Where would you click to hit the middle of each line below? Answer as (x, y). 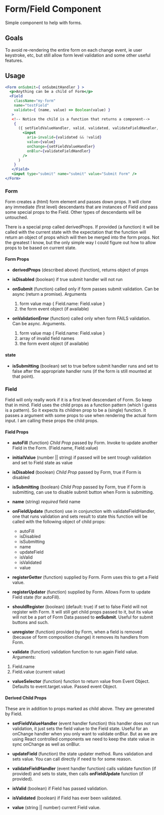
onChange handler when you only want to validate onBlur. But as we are (85, 734)
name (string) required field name (46, 502)
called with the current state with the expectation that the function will (76, 232)
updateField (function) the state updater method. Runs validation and (82, 754)
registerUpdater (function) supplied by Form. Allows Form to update (81, 592)
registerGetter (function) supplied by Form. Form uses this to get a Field (85, 577)
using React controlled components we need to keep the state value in (83, 739)
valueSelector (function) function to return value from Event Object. (81, 681)
